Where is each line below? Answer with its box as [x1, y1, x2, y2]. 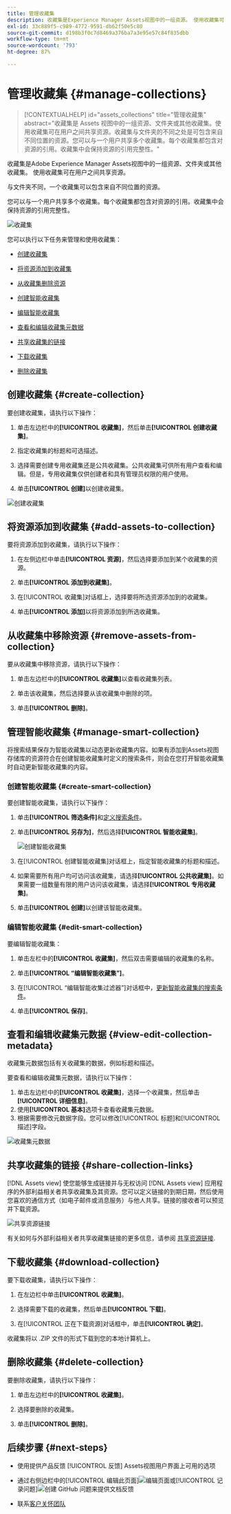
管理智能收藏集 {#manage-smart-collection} [7, 726, 200, 737]
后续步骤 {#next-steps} [7, 1442, 108, 1453]
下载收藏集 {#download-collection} [7, 1256, 160, 1268]
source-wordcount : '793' [7, 42, 78, 49]
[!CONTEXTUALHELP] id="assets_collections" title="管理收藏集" [23, 110, 207, 118]
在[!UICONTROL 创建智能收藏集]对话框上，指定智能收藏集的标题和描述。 [16, 857, 223, 865]
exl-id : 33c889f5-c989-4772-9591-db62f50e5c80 [7, 23, 143, 30]
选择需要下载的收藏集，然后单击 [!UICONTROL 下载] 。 [16, 1305, 170, 1314]
